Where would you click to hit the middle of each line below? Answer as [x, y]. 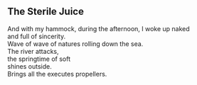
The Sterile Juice [46, 12]
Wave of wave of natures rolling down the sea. [75, 44]
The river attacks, [33, 51]
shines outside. [30, 66]
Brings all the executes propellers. [57, 74]
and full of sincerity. [37, 36]
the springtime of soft [39, 59]
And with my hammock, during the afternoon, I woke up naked [98, 28]
